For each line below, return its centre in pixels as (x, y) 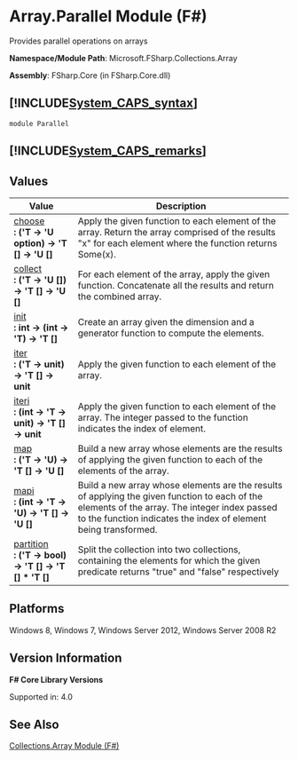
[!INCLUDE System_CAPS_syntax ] (103, 103)
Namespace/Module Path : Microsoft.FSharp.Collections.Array (123, 58)
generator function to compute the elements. (171, 333)
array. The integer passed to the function (163, 417)
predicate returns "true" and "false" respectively (178, 572)
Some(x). (97, 254)
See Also (34, 724)
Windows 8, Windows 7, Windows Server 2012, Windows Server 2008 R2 (143, 630)
